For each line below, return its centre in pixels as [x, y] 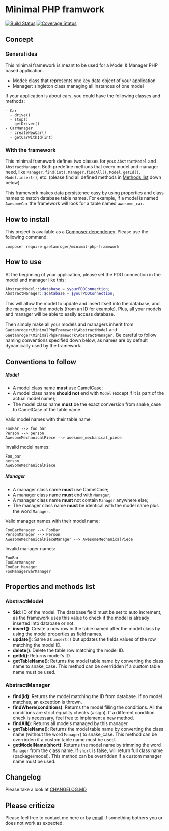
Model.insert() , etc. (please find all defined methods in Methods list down [83, 177]
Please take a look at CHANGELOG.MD [46, 789]
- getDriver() [25, 124]
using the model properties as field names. [58, 634]
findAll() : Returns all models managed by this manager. [71, 723]
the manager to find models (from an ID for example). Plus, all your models [83, 309]
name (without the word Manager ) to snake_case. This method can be [85, 734]
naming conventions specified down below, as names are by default [77, 340]
